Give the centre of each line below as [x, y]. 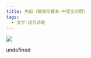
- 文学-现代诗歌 [28, 22]
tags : [13, 17]
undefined [18, 50]
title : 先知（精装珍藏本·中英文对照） [47, 11]
